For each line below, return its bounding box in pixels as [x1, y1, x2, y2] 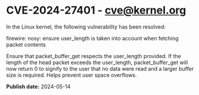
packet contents [6, 41, 46, 48]
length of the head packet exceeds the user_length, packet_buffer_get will [6, 59, 188, 66]
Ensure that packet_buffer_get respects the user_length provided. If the [6, 52, 181, 59]
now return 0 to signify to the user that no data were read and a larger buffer [6, 65, 194, 72]
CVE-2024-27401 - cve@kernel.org [6, 4, 186, 17]
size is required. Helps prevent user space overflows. [6, 71, 137, 78]
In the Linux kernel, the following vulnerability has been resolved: [6, 23, 166, 30]
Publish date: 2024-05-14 [6, 83, 71, 90]
